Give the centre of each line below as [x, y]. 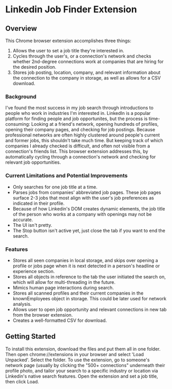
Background [21, 96]
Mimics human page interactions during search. [63, 287]
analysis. [22, 304]
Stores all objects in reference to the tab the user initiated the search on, [89, 277]
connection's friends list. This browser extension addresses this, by [77, 151]
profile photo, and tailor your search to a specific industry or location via [82, 371]
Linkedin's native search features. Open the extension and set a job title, [82, 376]
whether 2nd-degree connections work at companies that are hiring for [88, 62]
